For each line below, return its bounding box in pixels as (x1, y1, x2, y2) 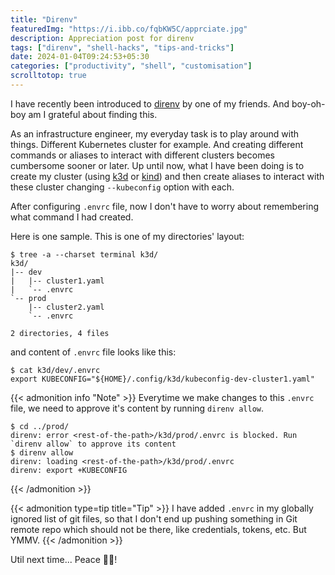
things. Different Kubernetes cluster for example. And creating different (10, 138, 304, 150)
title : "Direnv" (10, 14, 78, 25)
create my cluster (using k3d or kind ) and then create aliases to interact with (10, 170, 325, 182)
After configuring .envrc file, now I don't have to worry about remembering (10, 200, 320, 212)
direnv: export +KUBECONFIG (10, 465, 128, 475)
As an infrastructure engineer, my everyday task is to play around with (10, 127, 300, 140)
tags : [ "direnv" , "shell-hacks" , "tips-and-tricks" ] (10, 42, 235, 53)
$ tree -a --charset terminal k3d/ (10, 249, 159, 260)
